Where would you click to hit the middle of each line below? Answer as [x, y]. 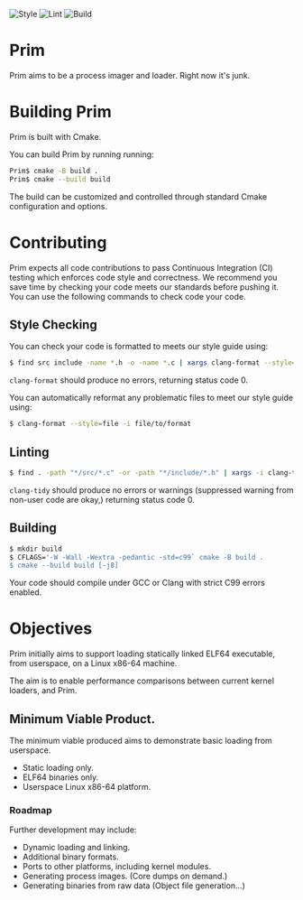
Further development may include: [73, 830]
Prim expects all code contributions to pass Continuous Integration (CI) [141, 267]
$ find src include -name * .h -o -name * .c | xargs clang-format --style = [153, 363]
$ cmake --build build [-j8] [64, 566]
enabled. [26, 592]
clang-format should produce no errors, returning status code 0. [129, 380]
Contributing [58, 242]
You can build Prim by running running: [82, 154]
